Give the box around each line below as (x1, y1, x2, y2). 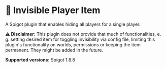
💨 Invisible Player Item (5, 5, 101, 16)
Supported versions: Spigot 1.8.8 (5, 56, 75, 62)
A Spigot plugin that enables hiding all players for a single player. (5, 21, 141, 27)
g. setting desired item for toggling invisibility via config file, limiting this (5, 36, 155, 42)
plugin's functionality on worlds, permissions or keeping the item (5, 41, 141, 47)
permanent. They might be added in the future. (5, 47, 104, 53)
